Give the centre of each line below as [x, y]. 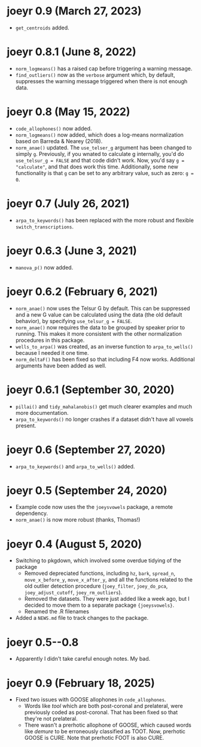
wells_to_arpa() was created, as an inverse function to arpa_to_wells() [104, 347]
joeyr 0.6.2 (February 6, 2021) [82, 291]
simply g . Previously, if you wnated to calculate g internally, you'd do [100, 153]
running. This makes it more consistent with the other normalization [98, 333]
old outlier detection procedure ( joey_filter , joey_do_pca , [96, 586]
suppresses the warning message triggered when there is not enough [101, 81]
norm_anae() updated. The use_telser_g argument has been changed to [103, 147]
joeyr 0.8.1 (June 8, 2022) [71, 52]
